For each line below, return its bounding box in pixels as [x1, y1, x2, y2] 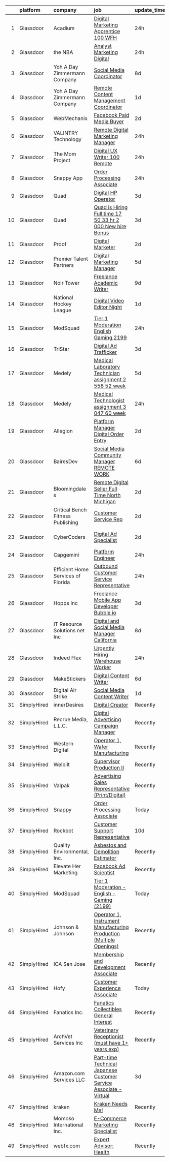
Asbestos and [94, 842, 126, 848]
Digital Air [53, 687, 77, 693]
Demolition [94, 848, 120, 855]
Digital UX [94, 147, 118, 154]
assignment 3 [94, 404, 126, 410]
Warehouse [94, 658, 121, 664]
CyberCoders [53, 534, 86, 540]
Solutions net [53, 627, 85, 634]
